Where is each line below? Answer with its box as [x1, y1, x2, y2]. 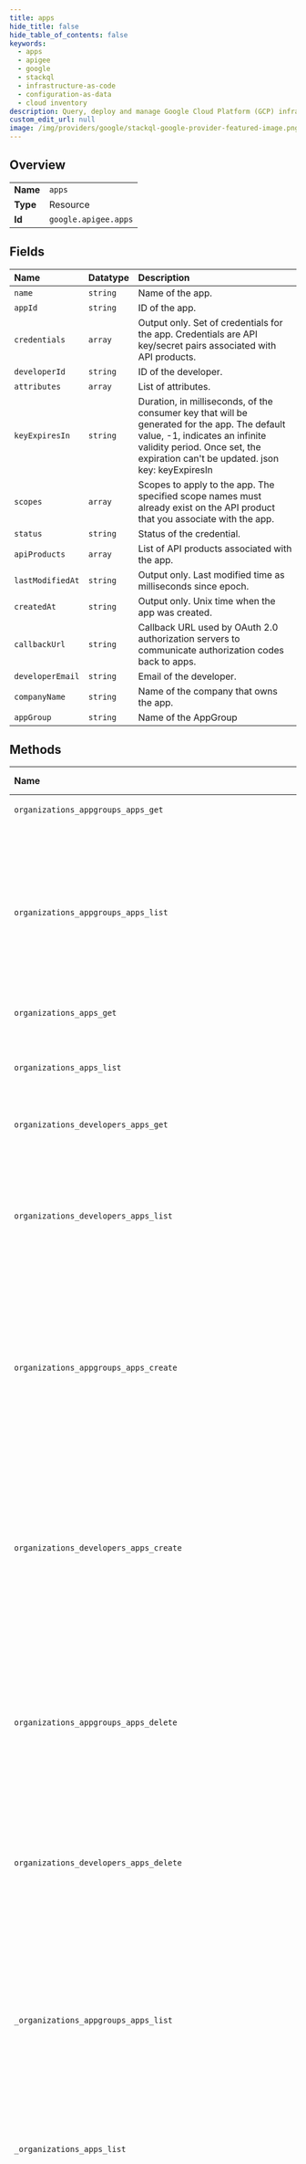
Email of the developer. [138, 670, 237, 683]
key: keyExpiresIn [138, 463, 213, 476]
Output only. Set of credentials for [138, 316, 283, 329]
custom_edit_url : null [9, 115, 96, 124]
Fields [9, 244, 46, 260]
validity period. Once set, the [138, 440, 261, 453]
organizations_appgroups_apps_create [14, 1363, 178, 1374]
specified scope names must [138, 489, 262, 502]
